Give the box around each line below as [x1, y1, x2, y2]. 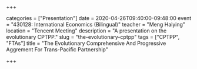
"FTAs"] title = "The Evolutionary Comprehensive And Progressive [6, 40, 166, 47]
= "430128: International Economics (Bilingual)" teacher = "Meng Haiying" [6, 21, 186, 28]
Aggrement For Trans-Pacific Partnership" [6, 46, 109, 53]
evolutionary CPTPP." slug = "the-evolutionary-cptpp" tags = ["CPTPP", [6, 34, 180, 40]
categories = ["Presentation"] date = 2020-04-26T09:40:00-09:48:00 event [6, 15, 192, 21]
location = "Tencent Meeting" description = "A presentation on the [6, 27, 167, 34]
